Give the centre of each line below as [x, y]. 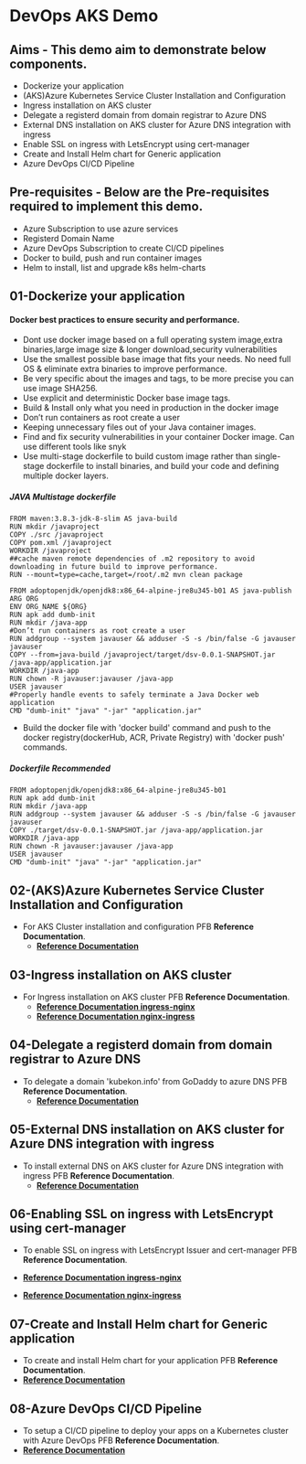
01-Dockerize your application [97, 297]
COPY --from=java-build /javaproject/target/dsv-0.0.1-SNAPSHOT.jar [142, 655]
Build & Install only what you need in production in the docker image [151, 408]
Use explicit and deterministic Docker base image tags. [127, 398]
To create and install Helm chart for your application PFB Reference [150, 1361]
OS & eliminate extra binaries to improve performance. [125, 369]
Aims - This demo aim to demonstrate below [138, 50]
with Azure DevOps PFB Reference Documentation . [121, 1440]
